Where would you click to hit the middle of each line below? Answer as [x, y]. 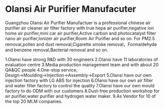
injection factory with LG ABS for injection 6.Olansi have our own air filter [79, 80]
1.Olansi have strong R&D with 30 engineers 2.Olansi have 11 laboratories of [82, 59]
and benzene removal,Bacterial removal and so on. [57, 50]
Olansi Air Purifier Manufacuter [71, 9]
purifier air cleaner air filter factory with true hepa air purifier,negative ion [80, 28]
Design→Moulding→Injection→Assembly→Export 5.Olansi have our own [78, 75]
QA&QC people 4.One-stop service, [41, 70]
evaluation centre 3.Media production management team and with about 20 [82, 65]
